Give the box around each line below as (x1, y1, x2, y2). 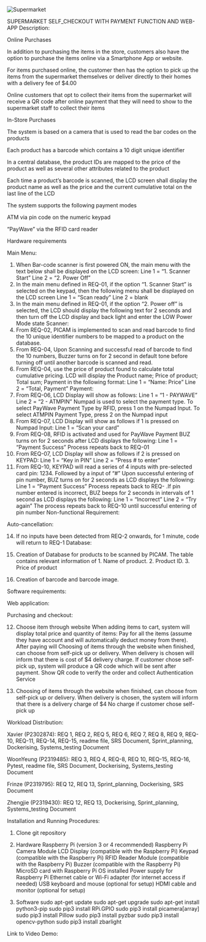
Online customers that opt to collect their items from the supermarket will (7, 91, 192, 98)
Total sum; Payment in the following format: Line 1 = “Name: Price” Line (15, 378, 196, 386)
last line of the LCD (7, 190, 55, 197)
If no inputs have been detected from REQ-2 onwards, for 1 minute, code (15, 532, 200, 540)
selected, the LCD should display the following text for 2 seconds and (15, 307, 192, 314)
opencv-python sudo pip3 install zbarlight (15, 918, 122, 925)
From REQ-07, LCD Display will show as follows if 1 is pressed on (15, 418, 180, 424)
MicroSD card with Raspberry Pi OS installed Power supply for (15, 867, 174, 874)
